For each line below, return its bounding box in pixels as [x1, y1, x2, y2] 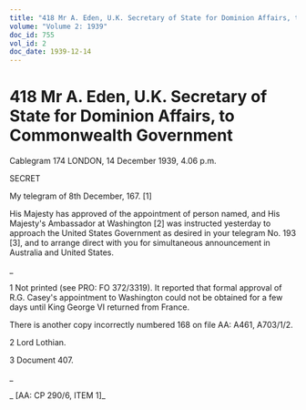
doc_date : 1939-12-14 [9, 47, 92, 56]
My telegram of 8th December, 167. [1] [9, 190, 152, 201]
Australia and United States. [9, 247, 114, 258]
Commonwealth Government [9, 125, 234, 146]
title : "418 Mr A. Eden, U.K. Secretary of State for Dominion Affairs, [9, 13, 291, 23]
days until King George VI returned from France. [9, 302, 189, 313]
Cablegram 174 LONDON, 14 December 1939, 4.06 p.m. [9, 156, 217, 167]
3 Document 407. [9, 354, 75, 365]
